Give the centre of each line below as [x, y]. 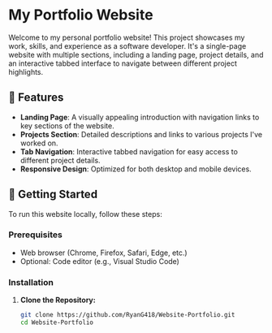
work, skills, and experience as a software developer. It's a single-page [127, 45]
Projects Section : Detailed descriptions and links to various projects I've [141, 134]
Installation [31, 282]
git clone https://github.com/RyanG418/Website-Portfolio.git [127, 315]
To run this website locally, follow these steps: [85, 214]
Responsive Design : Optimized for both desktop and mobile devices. [136, 169]
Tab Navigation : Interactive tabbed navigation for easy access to [129, 151]
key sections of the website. [67, 125]
